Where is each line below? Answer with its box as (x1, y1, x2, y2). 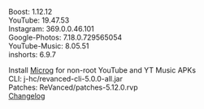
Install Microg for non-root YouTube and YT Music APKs (8, 65, 197, 75)
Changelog (8, 91, 46, 100)
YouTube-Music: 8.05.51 (8, 41, 89, 51)
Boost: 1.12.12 (8, 7, 53, 16)
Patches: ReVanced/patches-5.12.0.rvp (8, 82, 138, 92)
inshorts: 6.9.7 (8, 50, 57, 59)
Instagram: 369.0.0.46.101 (8, 24, 95, 33)
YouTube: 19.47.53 (8, 15, 70, 25)
